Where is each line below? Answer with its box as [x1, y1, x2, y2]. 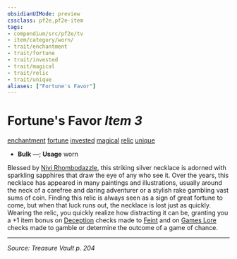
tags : [7, 23, 23, 30]
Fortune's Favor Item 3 [7, 113, 142, 129]
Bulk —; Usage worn [17, 150, 79, 159]
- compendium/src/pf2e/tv [7, 30, 83, 37]
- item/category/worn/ [7, 37, 74, 44]
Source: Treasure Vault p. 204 [7, 244, 95, 253]
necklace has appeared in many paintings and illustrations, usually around [7, 179, 222, 187]
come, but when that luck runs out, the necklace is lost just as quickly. [7, 201, 212, 210]
